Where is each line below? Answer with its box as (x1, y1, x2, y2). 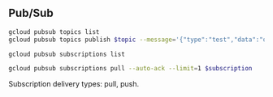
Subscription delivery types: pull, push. (8, 79, 140, 89)
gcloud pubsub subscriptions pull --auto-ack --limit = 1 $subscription (8, 65, 253, 73)
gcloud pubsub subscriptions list (8, 50, 126, 58)
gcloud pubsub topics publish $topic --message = (8, 36, 176, 44)
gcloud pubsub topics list (8, 27, 100, 36)
